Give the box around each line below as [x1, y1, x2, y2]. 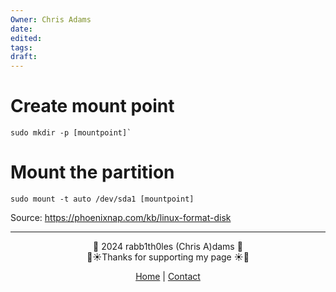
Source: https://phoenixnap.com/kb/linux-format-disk [10, 212, 232, 223]
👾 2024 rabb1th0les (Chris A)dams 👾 [93, 241, 243, 252]
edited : [10, 33, 43, 43]
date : [10, 24, 33, 34]
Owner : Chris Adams [10, 14, 92, 25]
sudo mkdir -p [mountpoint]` [10, 128, 132, 138]
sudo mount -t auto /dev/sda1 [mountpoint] [10, 194, 195, 204]
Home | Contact [135, 271, 201, 282]
